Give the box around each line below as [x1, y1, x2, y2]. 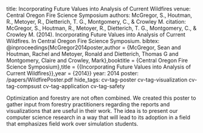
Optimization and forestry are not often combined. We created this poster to [6, 94, 196, 101]
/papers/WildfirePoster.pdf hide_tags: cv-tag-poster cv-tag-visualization [6, 76, 188, 83]
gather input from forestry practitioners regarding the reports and [6, 101, 170, 108]
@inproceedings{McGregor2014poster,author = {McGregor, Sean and [6, 44, 181, 51]
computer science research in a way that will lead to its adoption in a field [6, 114, 190, 121]
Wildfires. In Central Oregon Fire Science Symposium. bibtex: [6, 38, 160, 44]
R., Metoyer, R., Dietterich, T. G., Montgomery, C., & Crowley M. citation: [6, 18, 187, 25]
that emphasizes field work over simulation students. [6, 120, 139, 127]
